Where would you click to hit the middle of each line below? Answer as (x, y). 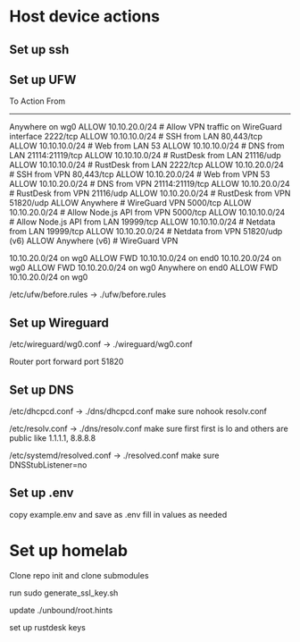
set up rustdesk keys (48, 627)
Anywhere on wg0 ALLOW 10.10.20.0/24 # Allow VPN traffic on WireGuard (146, 127)
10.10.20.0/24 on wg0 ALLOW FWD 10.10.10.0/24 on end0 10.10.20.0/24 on (145, 258)
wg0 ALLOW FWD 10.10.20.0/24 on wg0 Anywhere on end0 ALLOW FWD (144, 268)
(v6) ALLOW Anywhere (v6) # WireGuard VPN (94, 241)
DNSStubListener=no (48, 465)
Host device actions (85, 17)
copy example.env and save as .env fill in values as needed (118, 514)
